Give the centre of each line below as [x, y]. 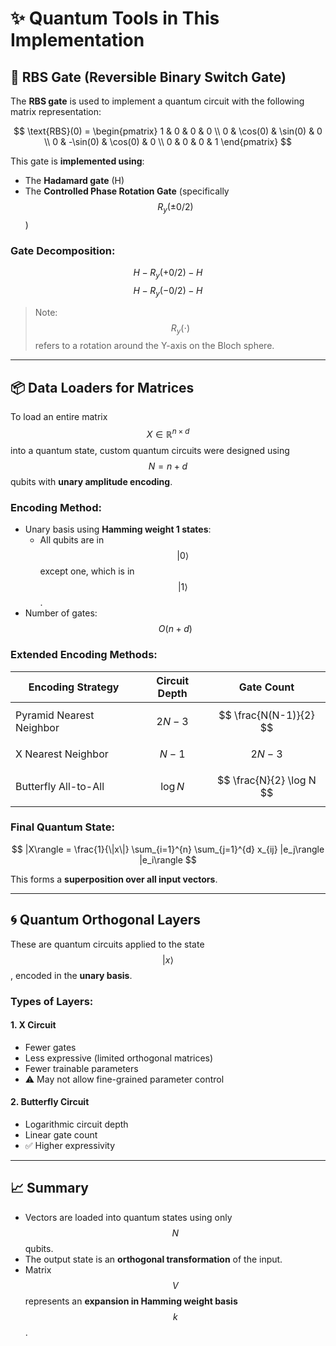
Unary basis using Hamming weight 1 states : [118, 529]
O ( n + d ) [175, 629]
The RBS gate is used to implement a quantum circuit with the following [157, 101]
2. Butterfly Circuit [50, 1102]
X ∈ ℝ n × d [168, 433]
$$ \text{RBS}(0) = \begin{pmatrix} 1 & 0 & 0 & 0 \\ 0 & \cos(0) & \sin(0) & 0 [168, 131]
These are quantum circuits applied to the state [107, 944]
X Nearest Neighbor [62, 754]
